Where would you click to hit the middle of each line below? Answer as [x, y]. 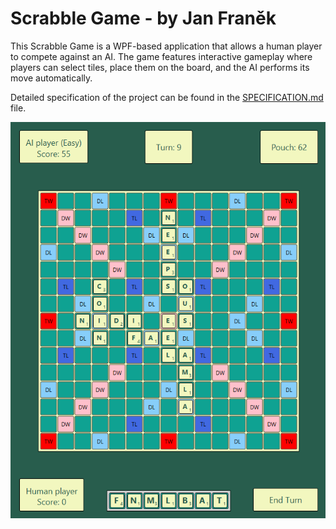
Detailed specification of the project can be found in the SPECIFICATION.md [167, 97]
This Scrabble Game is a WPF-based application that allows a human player [166, 46]
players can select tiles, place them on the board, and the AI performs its [160, 67]
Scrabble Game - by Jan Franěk [143, 18]
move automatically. [51, 78]
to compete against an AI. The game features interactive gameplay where [161, 56]
